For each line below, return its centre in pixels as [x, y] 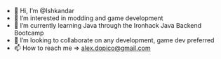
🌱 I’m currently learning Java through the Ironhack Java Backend [108, 25]
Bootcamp [29, 33]
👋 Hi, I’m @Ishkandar [44, 11]
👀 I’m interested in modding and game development [88, 18]
